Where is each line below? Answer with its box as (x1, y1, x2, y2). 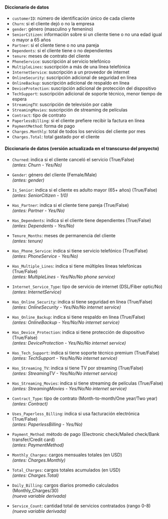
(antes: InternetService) (12, 289, 62, 295)
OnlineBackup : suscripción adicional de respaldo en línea (12, 80, 130, 86)
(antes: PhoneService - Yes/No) (12, 253, 79, 259)
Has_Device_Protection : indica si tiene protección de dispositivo (12, 329, 145, 336)
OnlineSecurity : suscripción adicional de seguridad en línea (12, 75, 137, 81)
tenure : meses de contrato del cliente (12, 53, 90, 59)
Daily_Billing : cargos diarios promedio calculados (12, 482, 119, 489)
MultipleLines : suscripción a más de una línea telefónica (12, 64, 131, 70)
